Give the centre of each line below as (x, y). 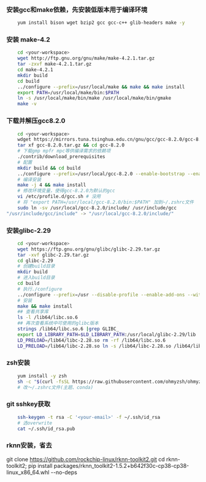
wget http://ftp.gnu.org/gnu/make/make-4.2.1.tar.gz (86, 58)
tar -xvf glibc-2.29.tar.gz (53, 255)
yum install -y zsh (42, 376)
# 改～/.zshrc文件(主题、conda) (55, 387)
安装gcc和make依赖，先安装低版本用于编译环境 (77, 9)
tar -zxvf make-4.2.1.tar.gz (55, 64)
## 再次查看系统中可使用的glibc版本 (58, 323)
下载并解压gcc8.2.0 (36, 121)
